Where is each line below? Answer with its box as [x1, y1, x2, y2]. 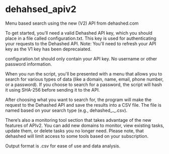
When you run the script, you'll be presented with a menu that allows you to [5, 70, 162, 76]
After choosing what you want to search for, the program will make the [5, 97, 152, 103]
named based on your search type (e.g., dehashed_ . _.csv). [5, 107, 128, 113]
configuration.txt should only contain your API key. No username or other [5, 55, 157, 61]
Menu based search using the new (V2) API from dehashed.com [5, 20, 139, 26]
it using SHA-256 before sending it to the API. [5, 87, 100, 93]
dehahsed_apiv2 [5, 4, 77, 15]
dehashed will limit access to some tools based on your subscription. [5, 133, 149, 139]
